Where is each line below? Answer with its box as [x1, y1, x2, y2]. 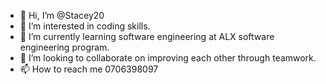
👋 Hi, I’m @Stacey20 [19, 10, 105, 21]
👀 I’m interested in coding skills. [19, 20, 151, 32]
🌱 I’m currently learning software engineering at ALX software [19, 31, 275, 42]
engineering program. [19, 41, 110, 53]
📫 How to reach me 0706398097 [19, 63, 159, 75]
